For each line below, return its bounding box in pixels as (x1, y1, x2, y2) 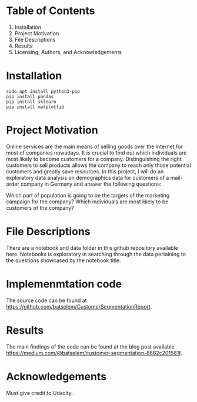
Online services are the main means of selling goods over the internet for (6, 143, 183, 150)
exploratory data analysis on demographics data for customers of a (6, 174, 169, 181)
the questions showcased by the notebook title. (6, 257, 121, 264)
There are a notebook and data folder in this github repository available (6, 244, 178, 251)
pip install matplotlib (6, 104, 65, 110)
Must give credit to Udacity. (6, 389, 74, 396)
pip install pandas (6, 93, 54, 99)
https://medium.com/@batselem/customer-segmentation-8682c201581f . (6, 349, 182, 356)
